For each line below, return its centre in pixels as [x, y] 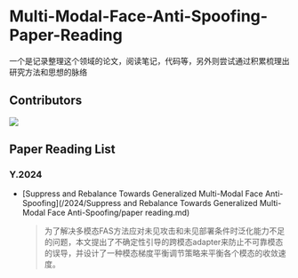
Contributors [46, 101]
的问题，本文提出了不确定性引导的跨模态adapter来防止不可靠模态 [164, 242]
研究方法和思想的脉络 [48, 72]
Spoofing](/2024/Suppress [72, 203]
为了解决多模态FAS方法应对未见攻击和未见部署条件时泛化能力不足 [165, 231]
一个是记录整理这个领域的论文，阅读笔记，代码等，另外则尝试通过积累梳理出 [149, 60]
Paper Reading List [62, 150]
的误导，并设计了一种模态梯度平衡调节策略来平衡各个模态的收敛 [161, 253]
